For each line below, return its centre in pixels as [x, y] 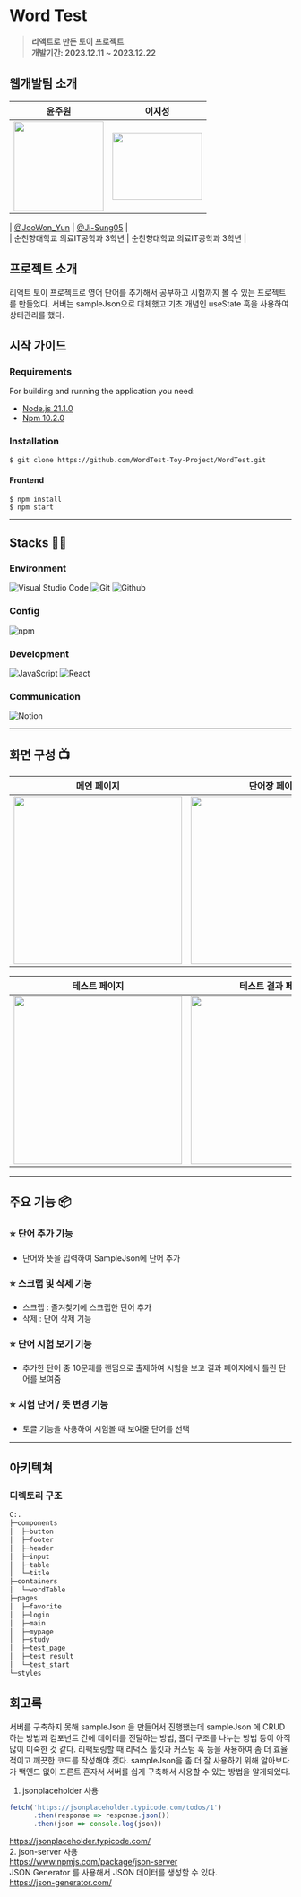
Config [25, 611]
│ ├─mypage [31, 1632]
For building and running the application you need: [102, 392]
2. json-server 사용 [44, 1852]
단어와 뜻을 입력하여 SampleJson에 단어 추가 [101, 1258]
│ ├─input [30, 1556]
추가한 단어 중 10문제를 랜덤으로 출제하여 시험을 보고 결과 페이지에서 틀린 [149, 1368]
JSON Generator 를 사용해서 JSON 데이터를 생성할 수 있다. [113, 1873]
